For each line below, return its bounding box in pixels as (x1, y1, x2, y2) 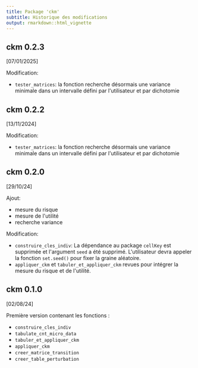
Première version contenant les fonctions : (6, 311, 110, 319)
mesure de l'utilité (14, 212, 59, 219)
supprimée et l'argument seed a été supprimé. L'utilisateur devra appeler (14, 248, 192, 255)
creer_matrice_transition (14, 350, 79, 355)
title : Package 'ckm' (6, 8, 60, 15)
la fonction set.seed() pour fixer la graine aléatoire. (14, 254, 141, 261)
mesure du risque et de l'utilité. (14, 267, 91, 274)
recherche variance (14, 218, 63, 225)
